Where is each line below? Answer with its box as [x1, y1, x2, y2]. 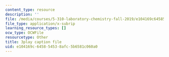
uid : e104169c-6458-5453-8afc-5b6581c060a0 [5, 44, 98, 49]
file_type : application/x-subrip [5, 21, 75, 26]
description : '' [5, 12, 39, 17]
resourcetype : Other [5, 35, 49, 40]
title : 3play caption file [5, 40, 62, 45]
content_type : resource [5, 7, 55, 12]
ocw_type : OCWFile [5, 30, 44, 35]
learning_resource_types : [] [5, 26, 66, 31]
